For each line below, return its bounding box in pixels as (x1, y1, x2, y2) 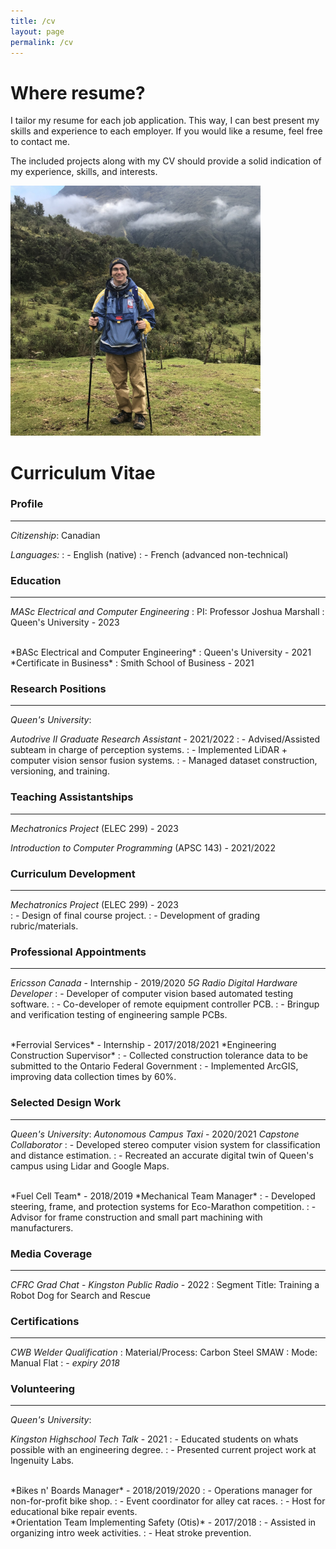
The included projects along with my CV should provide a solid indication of (10, 155, 322, 167)
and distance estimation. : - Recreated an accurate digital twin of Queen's (10, 1149, 314, 1161)
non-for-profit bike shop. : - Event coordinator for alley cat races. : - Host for (10, 1495, 326, 1507)
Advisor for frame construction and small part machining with (10, 1211, 263, 1223)
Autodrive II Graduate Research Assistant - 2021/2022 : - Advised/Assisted (10, 733, 321, 745)
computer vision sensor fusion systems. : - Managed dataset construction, (10, 755, 318, 767)
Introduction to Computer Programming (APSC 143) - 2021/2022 (10, 841, 276, 854)
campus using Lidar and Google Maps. (10, 1160, 170, 1172)
